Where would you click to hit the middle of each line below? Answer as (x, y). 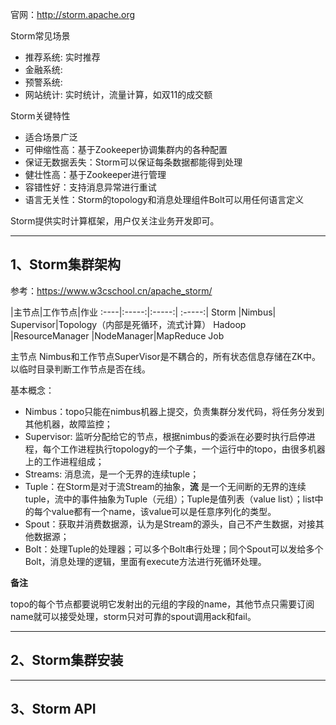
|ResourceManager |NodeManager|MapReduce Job (117, 335)
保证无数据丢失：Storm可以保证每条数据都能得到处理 (133, 162)
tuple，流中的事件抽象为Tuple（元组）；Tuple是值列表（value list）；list (169, 499)
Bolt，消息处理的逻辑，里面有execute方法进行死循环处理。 (145, 561)
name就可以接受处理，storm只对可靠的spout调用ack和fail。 (133, 616)
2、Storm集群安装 (67, 660)
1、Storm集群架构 (66, 264)
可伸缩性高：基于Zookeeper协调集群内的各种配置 (126, 149)
